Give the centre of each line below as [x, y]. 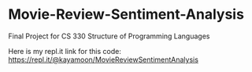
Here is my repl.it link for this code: [65, 51]
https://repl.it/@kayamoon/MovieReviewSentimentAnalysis [104, 59]
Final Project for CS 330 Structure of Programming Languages [109, 36]
